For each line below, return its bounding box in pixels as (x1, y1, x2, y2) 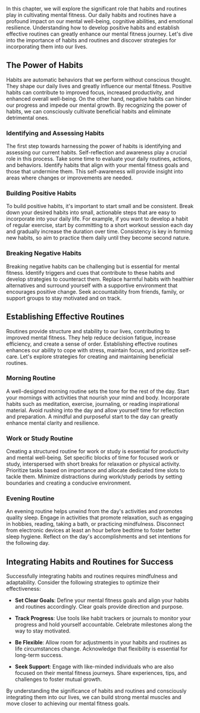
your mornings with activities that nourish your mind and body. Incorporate (6, 393, 190, 401)
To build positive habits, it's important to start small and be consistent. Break (6, 203, 194, 210)
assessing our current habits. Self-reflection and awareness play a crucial (6, 149, 187, 156)
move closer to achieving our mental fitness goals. (6, 700, 130, 707)
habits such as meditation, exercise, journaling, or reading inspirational (6, 400, 180, 407)
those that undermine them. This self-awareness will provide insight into (6, 168, 183, 175)
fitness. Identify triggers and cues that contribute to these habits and (6, 269, 175, 276)
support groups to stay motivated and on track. (6, 294, 122, 302)
